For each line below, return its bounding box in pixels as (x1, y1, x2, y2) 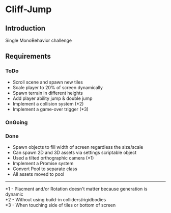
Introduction (5, 24, 46, 33)
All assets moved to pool (12, 171, 65, 177)
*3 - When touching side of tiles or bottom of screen (5, 202, 116, 208)
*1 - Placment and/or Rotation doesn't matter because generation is (5, 185, 148, 192)
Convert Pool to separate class (12, 166, 77, 172)
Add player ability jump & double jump (12, 95, 93, 101)
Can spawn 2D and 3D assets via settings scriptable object (12, 149, 136, 155)
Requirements (5, 52, 51, 61)
